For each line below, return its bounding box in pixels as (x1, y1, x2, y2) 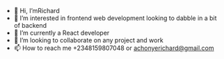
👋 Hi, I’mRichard (13, 7, 61, 15)
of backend (13, 22, 47, 29)
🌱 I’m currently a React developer (13, 28, 110, 37)
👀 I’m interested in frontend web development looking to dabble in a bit (13, 14, 217, 22)
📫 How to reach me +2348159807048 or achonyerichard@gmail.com (13, 44, 214, 52)
